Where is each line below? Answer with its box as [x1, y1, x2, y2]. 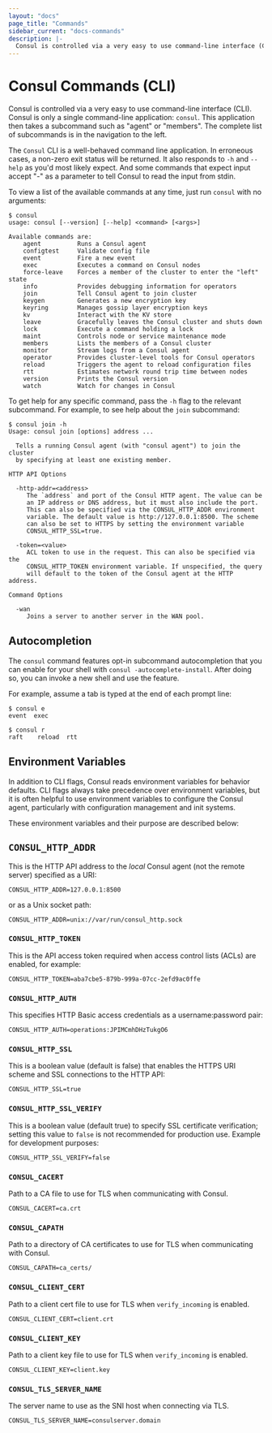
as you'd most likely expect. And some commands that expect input [24, 163, 251, 173]
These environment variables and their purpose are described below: [8, 818, 240, 828]
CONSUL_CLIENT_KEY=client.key [8, 1366, 111, 1374]
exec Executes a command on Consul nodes [23, 261, 201, 270]
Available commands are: [8, 233, 92, 241]
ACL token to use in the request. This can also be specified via [26, 549, 255, 557]
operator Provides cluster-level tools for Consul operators [23, 354, 255, 362]
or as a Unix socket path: [8, 900, 91, 909]
